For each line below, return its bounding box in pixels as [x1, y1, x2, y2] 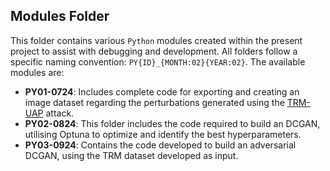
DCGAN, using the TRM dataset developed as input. [24, 149, 239, 161]
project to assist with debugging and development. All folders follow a [10, 45, 298, 57]
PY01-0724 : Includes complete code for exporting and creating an [24, 85, 300, 98]
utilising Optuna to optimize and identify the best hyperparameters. [24, 128, 302, 140]
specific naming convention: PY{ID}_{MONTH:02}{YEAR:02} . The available [10, 55, 306, 68]
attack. [45, 107, 75, 119]
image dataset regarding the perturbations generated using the [24, 96, 285, 108]
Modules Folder [10, 8, 110, 25]
